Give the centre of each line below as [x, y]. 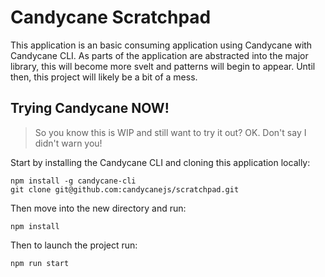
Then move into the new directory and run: [98, 208]
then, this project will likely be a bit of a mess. [104, 77]
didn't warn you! [68, 143]
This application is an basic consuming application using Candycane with [161, 45]
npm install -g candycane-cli [73, 181]
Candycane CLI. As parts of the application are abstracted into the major [159, 55]
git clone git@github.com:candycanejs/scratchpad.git [125, 189]
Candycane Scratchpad [111, 17]
